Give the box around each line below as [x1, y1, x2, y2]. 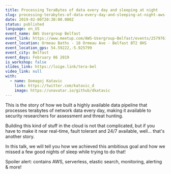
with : [5, 74, 17, 79]
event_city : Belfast [5, 50, 49, 55]
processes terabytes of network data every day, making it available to [5, 107, 151, 113]
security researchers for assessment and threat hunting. [5, 112, 124, 119]
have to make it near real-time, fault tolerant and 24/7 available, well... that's [5, 128, 165, 134]
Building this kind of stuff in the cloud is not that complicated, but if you [5, 123, 155, 129]
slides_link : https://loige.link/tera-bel [5, 64, 97, 69]
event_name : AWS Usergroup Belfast [5, 31, 81, 36]
